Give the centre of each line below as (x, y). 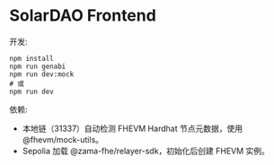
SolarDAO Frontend (83, 16)
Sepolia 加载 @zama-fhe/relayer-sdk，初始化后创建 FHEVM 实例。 (146, 151)
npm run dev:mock (42, 74)
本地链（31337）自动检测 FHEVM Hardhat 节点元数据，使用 (133, 128)
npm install (31, 58)
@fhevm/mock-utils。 (63, 139)
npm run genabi (38, 66)
